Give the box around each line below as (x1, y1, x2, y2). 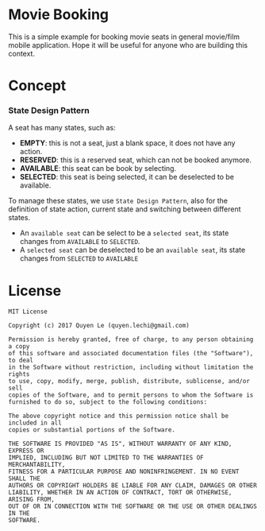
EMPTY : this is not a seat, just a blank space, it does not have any (19, 138, 236, 148)
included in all (8, 419, 62, 427)
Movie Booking (8, 6, 109, 24)
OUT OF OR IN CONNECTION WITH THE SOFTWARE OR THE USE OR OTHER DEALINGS (8, 502, 258, 510)
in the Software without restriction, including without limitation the (8, 363, 254, 371)
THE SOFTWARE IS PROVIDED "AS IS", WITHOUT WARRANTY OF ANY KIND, (8, 440, 232, 448)
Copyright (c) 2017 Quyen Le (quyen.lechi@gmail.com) (8, 322, 190, 330)
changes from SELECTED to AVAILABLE (19, 254, 139, 263)
